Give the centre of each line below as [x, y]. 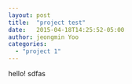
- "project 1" [38, 51]
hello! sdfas [27, 73]
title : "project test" [47, 23]
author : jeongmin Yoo [44, 37]
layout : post [29, 15]
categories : [27, 44]
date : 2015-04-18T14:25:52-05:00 [66, 30]
